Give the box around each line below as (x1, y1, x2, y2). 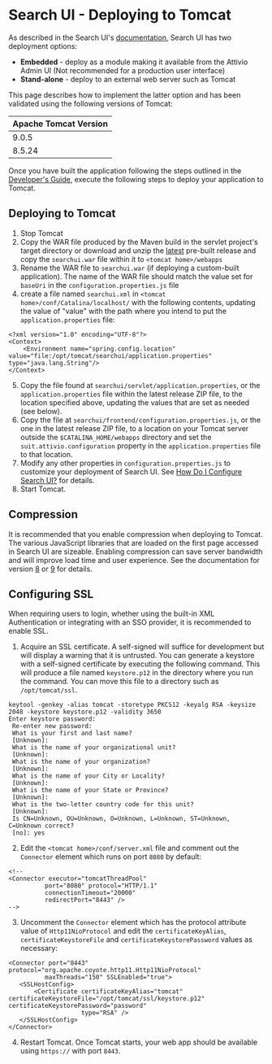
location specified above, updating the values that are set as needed (19, 397, 250, 408)
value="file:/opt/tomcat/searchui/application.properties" (8, 351, 213, 360)
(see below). (19, 406, 63, 416)
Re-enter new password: (11, 722, 93, 730)
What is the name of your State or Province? (11, 787, 169, 795)
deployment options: (8, 41, 77, 50)
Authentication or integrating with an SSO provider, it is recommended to (8, 617, 252, 627)
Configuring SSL (8, 587, 94, 601)
